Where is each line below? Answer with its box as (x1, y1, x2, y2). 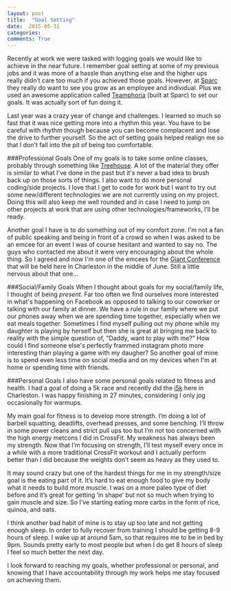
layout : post (7, 10, 45, 17)
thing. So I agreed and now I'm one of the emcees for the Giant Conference (7, 255, 221, 263)
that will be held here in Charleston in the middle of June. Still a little (7, 263, 199, 271)
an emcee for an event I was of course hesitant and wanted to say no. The (7, 241, 218, 249)
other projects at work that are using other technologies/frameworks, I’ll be (7, 205, 220, 214)
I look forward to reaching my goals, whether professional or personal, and (7, 561, 219, 570)
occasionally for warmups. (7, 399, 82, 407)
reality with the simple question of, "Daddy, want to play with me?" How (7, 334, 210, 342)
